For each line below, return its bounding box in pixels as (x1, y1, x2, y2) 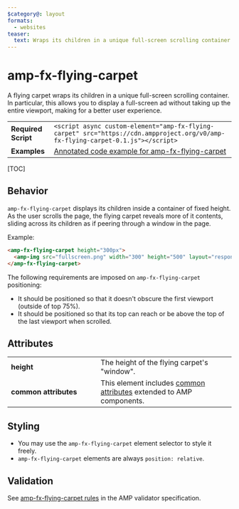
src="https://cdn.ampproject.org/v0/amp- (83, 130, 225, 137)
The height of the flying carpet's (100, 357, 208, 367)
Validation (7, 475, 53, 487)
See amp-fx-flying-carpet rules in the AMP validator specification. (7, 493, 201, 502)
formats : (7, 17, 33, 24)
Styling (7, 420, 41, 432)
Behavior (7, 185, 48, 197)
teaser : (7, 30, 31, 38)
